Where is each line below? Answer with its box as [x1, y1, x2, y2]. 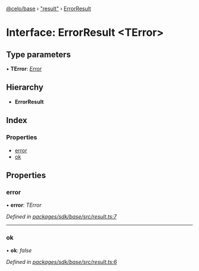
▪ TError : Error [6, 65, 42, 72]
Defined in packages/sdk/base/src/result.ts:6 [6, 259, 117, 266]
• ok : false [6, 247, 32, 254]
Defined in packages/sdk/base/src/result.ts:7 [6, 213, 117, 220]
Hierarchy [6, 83, 44, 93]
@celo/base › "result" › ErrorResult [6, 5, 91, 12]
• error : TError [6, 201, 42, 209]
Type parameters [6, 49, 71, 59]
